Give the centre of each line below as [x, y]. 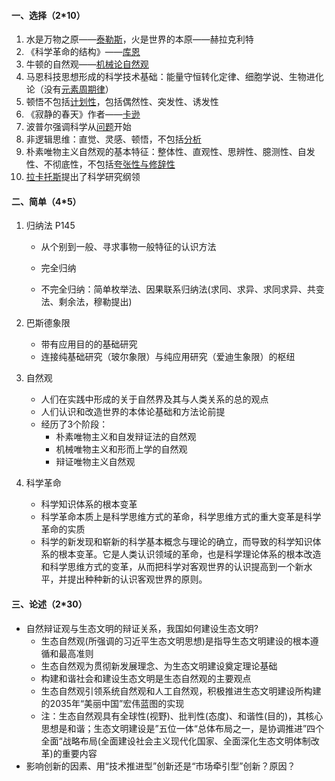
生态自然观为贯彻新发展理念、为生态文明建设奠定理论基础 [159, 666]
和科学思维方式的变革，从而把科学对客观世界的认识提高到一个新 [172, 567]
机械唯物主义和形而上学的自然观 [121, 449]
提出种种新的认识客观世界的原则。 [137, 579]
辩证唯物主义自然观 [95, 462]
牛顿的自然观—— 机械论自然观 [87, 64]
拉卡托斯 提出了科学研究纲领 [83, 177]
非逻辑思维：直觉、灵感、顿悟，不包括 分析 [113, 139]
